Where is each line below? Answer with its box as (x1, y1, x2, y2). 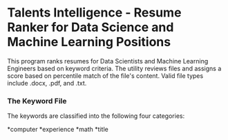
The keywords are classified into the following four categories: (7, 112, 185, 120)
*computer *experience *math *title (7, 126, 108, 134)
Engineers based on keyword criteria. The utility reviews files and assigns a (7, 64, 222, 72)
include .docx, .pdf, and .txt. (7, 79, 87, 87)
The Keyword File (7, 96, 67, 106)
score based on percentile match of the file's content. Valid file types (7, 71, 204, 80)
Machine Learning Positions (7, 34, 171, 50)
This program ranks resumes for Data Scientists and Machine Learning (7, 57, 209, 65)
